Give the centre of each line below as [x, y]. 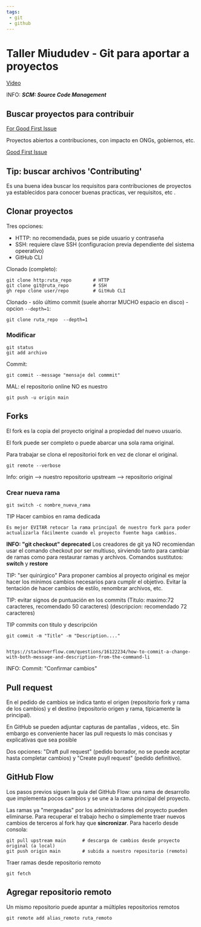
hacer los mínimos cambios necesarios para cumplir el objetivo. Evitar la [96, 582]
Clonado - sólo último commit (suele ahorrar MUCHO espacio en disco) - [97, 302]
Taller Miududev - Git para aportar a [98, 53]
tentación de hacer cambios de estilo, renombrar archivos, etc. [85, 588]
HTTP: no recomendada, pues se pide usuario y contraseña [90, 238]
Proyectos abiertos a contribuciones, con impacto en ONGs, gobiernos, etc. [101, 140]
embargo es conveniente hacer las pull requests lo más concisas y [89, 733]
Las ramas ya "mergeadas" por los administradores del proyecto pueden [97, 810]
